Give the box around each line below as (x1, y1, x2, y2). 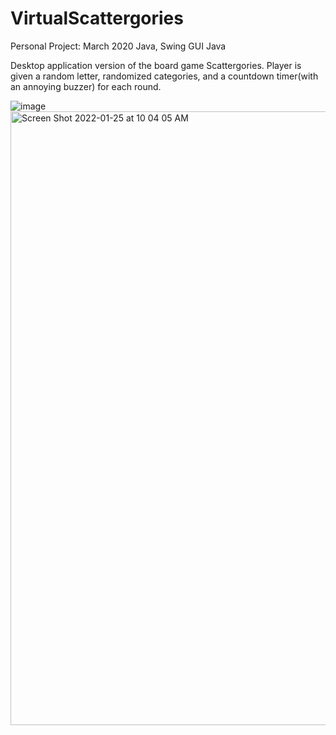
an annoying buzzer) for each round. (10, 80, 162, 92)
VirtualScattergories (10, 7, 184, 30)
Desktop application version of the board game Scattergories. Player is (10, 59, 302, 71)
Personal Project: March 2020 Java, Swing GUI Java (10, 40, 227, 52)
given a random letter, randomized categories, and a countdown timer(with (10, 70, 319, 82)
